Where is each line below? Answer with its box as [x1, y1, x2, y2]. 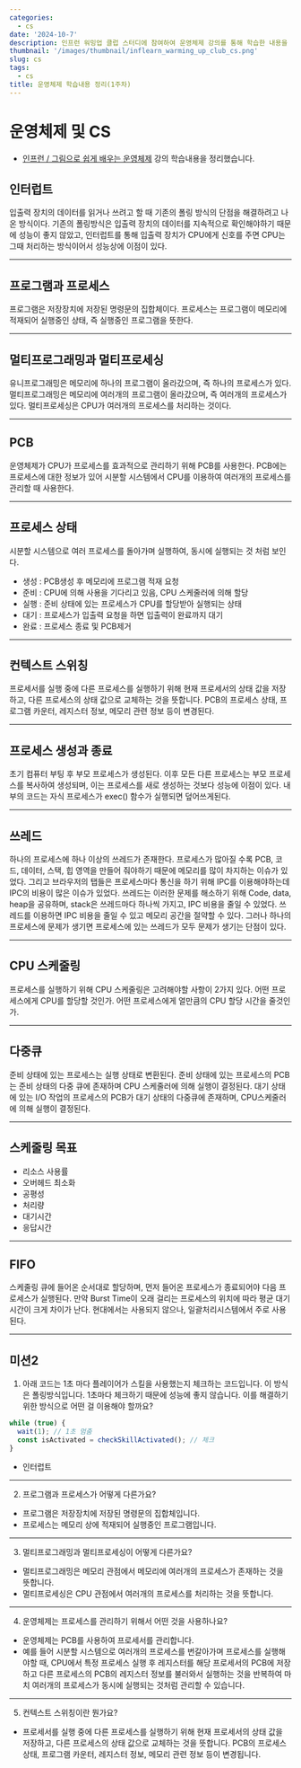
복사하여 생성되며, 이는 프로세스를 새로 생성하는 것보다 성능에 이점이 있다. [25, 780, 282, 791]
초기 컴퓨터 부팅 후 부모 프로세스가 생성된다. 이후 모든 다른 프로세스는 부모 [9, 769, 267, 780]
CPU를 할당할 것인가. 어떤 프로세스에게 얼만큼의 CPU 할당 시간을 [39, 994, 267, 1006]
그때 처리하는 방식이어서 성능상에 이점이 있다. [9, 241, 168, 252]
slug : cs [9, 55, 42, 64]
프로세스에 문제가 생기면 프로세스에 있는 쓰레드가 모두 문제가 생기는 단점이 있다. [9, 922, 287, 933]
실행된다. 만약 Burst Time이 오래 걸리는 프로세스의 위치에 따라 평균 [39, 1293, 274, 1304]
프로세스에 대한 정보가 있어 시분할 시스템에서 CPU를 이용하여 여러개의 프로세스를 [9, 471, 291, 482]
